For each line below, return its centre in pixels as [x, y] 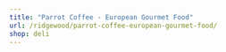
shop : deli [29, 33]
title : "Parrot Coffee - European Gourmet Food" [101, 17]
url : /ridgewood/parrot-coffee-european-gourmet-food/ [113, 26]
